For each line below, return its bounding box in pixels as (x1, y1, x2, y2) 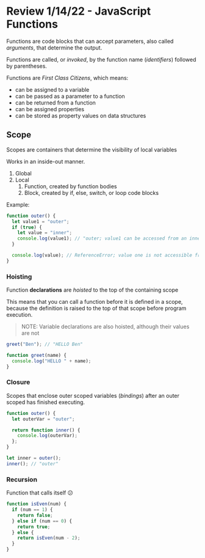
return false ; (17, 512, 53, 518)
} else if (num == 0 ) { (12, 518, 72, 524)
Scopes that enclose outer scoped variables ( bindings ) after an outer (6, 392, 180, 399)
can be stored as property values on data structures (15, 112, 146, 119)
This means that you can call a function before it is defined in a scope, (6, 298, 183, 306)
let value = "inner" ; (17, 230, 72, 236)
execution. (6, 311, 33, 318)
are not (21, 329, 40, 337)
